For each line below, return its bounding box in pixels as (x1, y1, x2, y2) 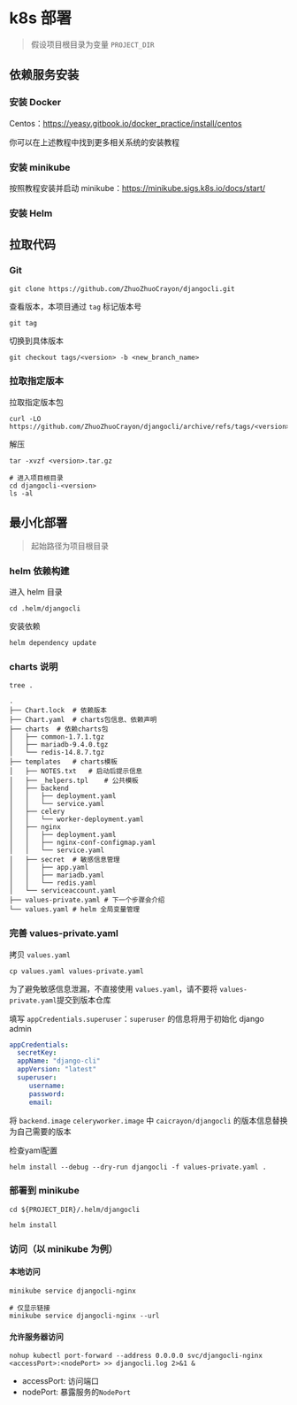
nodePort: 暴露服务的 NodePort (21, 1386, 131, 1398)
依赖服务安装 (9, 67, 80, 82)
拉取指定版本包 (9, 396, 64, 407)
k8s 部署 (9, 8, 72, 28)
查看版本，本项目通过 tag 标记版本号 (9, 301, 142, 311)
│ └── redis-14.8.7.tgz (9, 749, 104, 757)
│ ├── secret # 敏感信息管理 (9, 856, 121, 864)
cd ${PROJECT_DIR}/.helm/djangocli (9, 1205, 141, 1214)
